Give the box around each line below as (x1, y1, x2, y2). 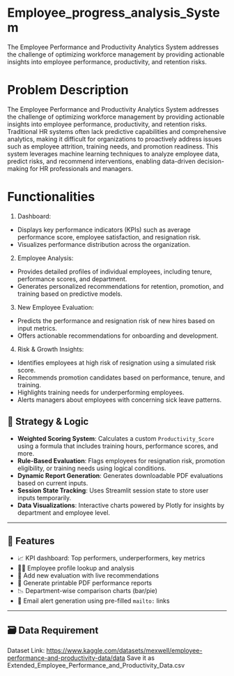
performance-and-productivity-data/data (7, 654, 125, 662)
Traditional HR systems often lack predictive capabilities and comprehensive (7, 127, 226, 135)
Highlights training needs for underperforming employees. (17, 388, 185, 396)
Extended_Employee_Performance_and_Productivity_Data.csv (7, 661, 185, 670)
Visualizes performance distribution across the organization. (17, 240, 191, 248)
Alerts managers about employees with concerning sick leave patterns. (17, 396, 222, 404)
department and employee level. (17, 508, 110, 517)
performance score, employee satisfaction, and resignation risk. (17, 232, 201, 241)
